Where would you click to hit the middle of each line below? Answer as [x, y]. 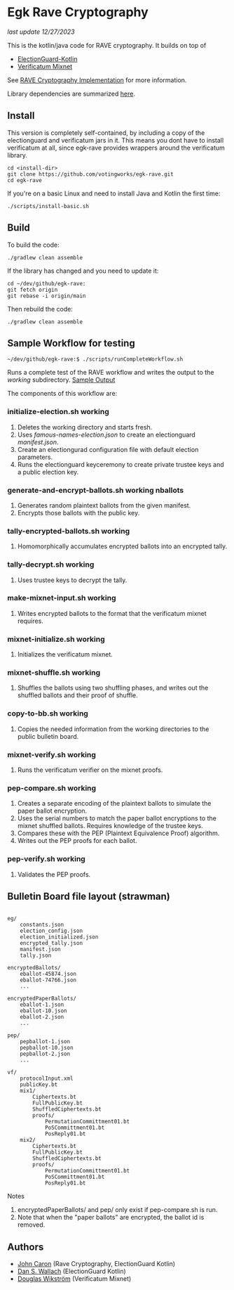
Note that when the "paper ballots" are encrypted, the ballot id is [111, 1218]
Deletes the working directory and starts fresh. [85, 427]
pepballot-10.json [47, 1048]
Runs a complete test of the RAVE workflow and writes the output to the [111, 373]
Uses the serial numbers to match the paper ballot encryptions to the [117, 818]
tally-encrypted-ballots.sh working [69, 531]
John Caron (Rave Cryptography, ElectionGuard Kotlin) [96, 1264]
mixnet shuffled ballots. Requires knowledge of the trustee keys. [110, 826]
